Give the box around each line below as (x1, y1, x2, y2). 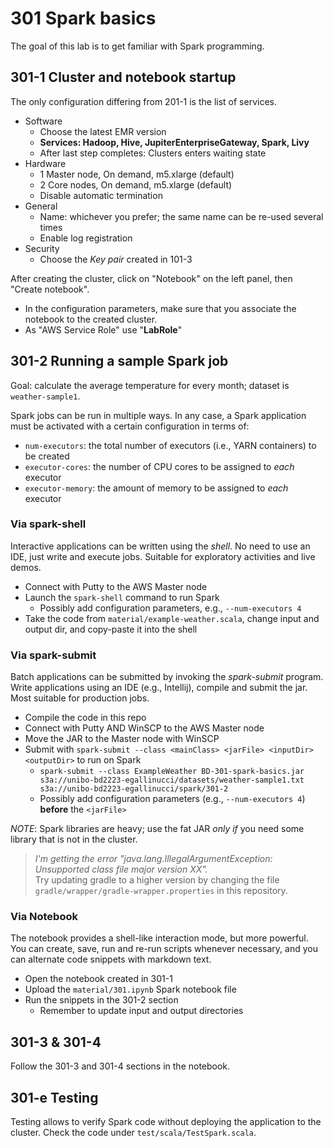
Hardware (24, 157, 67, 169)
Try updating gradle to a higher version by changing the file (34, 874, 280, 886)
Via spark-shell (10, 517, 87, 531)
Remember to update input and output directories (39, 1005, 244, 1017)
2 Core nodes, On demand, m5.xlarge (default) (39, 178, 233, 191)
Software (24, 115, 63, 127)
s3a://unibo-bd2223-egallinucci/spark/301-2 (39, 784, 229, 794)
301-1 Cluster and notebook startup (10, 69, 237, 86)
